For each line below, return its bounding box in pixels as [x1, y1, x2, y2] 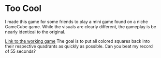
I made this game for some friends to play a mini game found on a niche [5, 19, 148, 24]
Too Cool [5, 3, 42, 14]
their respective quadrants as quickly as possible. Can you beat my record [5, 43, 153, 49]
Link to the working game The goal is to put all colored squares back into [5, 38, 150, 44]
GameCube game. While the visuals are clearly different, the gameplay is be [5, 23, 156, 29]
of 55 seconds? [5, 48, 36, 54]
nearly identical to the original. [5, 29, 66, 35]
